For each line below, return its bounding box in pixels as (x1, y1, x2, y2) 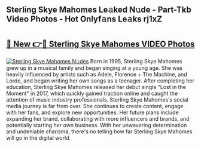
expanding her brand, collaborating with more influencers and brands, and (6, 115, 190, 122)
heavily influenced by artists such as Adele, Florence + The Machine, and (6, 71, 187, 78)
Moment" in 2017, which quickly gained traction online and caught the (6, 90, 178, 97)
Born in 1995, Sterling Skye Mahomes (90, 58, 182, 65)
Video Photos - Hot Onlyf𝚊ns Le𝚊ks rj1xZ (6, 14, 163, 24)
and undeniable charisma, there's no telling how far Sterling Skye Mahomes (6, 128, 193, 135)
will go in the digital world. (6, 134, 71, 141)
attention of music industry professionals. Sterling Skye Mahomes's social (6, 96, 188, 103)
